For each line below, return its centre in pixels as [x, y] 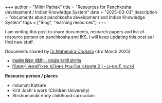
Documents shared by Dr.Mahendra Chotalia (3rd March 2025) [68, 51]
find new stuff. [19, 42]
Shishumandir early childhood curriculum [53, 96]
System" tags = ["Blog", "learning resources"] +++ [56, 22]
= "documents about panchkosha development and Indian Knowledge [75, 17]
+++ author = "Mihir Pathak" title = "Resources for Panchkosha [68, 7]
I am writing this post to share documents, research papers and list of [75, 32]
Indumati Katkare [29, 85]
